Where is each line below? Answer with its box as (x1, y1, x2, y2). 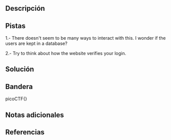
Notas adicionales (5, 110, 64, 119)
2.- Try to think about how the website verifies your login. (5, 50, 126, 56)
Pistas (5, 21, 26, 30)
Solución (5, 65, 34, 74)
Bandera (5, 82, 33, 91)
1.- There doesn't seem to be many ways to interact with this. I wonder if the (5, 35, 166, 41)
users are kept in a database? (5, 40, 68, 46)
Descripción (5, 4, 45, 13)
